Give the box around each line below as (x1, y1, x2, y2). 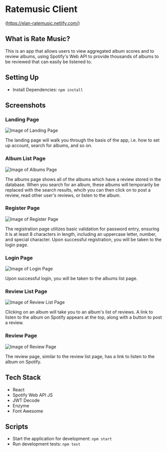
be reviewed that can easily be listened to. (5, 59, 92, 65)
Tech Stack (5, 373, 41, 382)
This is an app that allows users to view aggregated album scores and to (5, 48, 154, 54)
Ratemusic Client (5, 4, 77, 15)
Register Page (5, 205, 40, 212)
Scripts (5, 422, 28, 431)
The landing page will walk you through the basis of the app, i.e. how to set (5, 137, 160, 143)
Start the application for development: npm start (12, 435, 112, 442)
